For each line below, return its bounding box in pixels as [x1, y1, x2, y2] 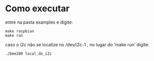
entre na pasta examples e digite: [5, 19, 73, 25]
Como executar [5, 3, 70, 14]
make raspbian [5, 29, 35, 33]
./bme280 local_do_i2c [5, 51, 52, 56]
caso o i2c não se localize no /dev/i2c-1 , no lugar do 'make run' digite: [5, 41, 150, 47]
